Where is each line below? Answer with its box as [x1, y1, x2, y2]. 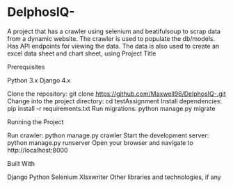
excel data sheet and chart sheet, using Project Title [7, 49, 156, 58]
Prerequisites [7, 62, 45, 71]
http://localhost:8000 [7, 146, 68, 154]
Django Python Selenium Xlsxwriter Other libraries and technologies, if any [7, 173, 221, 181]
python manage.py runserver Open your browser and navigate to [7, 138, 193, 146]
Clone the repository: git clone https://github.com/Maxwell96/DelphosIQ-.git [7, 89, 226, 98]
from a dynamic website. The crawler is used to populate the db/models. [7, 34, 216, 42]
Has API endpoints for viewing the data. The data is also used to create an [7, 42, 220, 50]
